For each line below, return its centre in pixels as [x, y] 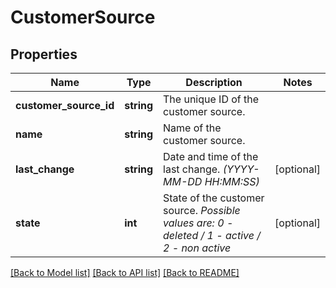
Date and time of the [211, 156]
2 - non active [197, 248]
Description [214, 82]
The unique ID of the [211, 99]
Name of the [192, 128]
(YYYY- [241, 169]
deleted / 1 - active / [212, 235]
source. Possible [202, 210]
